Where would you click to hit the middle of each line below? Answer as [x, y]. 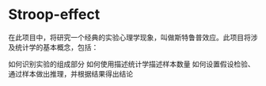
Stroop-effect [54, 15]
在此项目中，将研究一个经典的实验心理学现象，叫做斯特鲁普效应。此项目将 [129, 37]
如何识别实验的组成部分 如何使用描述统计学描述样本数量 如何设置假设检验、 [131, 64]
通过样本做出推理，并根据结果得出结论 [70, 73]
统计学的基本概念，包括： [57, 47]
